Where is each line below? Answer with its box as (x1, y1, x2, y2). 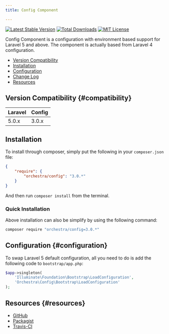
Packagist (12, 318, 34, 324)
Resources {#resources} (5, 299, 86, 307)
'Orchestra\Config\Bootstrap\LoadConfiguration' (14, 280, 120, 285)
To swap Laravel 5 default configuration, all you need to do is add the (5, 255, 152, 261)
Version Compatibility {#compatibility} (5, 94, 132, 103)
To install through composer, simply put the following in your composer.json (5, 149, 164, 155)
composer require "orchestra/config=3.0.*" (5, 227, 100, 232)
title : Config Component (5, 7, 58, 13)
